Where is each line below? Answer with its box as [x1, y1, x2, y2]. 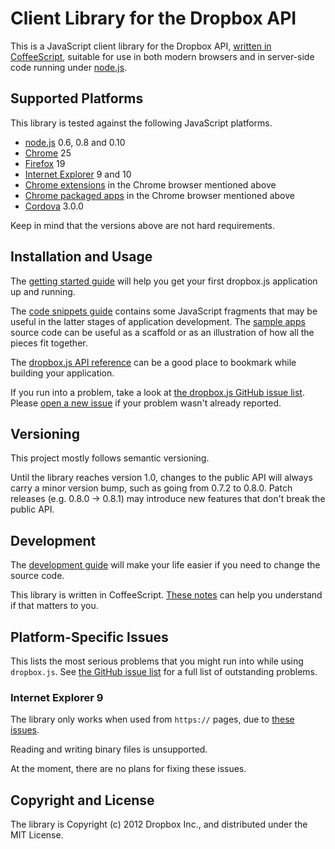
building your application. [10, 367, 115, 379]
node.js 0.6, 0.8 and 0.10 [24, 136, 126, 148]
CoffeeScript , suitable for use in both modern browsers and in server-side [10, 50, 315, 62]
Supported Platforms [10, 90, 144, 107]
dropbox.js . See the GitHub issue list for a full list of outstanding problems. [10, 666, 318, 677]
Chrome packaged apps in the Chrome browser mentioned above [24, 189, 295, 201]
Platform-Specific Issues [10, 628, 169, 646]
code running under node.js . [10, 61, 128, 73]
